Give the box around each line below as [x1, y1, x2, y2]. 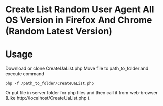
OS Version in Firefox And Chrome [5, 14, 152, 26]
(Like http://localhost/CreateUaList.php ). [5, 95, 91, 101]
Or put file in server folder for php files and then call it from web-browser [5, 90, 158, 96]
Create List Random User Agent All [5, 4, 154, 15]
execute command [5, 71, 44, 77]
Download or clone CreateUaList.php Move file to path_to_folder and [5, 65, 149, 72]
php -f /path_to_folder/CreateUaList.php [5, 81, 94, 86]
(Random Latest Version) [5, 25, 113, 37]
